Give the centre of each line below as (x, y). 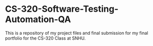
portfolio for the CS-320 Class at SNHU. (45, 38)
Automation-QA (38, 19)
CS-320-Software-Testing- (62, 9)
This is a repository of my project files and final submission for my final (77, 33)
